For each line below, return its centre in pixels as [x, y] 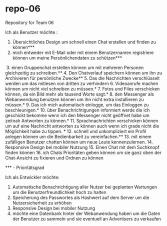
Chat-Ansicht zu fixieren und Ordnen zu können [54, 157]
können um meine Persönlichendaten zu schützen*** [67, 57]
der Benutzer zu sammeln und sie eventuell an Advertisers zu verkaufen [87, 218]
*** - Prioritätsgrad [25, 167]
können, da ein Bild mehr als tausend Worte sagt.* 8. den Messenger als [79, 94]
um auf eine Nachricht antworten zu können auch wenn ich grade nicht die [82, 126]
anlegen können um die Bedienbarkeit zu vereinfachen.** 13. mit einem [78, 136]
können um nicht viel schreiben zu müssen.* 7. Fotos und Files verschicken [82, 88]
